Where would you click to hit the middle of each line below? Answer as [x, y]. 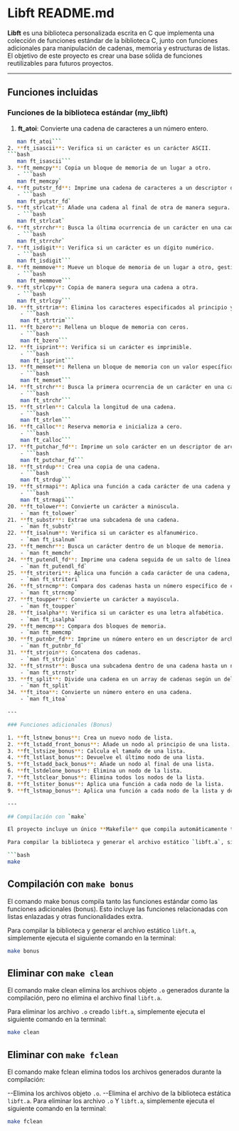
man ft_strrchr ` [41, 241]
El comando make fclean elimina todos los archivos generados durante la [115, 1072]
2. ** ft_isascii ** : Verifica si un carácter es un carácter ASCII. [110, 148]
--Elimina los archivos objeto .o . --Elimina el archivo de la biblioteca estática [119, 1093]
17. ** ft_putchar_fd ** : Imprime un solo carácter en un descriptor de [114, 447]
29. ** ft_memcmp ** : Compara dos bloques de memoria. [87, 626]
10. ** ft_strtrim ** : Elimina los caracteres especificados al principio [117, 307]
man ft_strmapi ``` [47, 500]
